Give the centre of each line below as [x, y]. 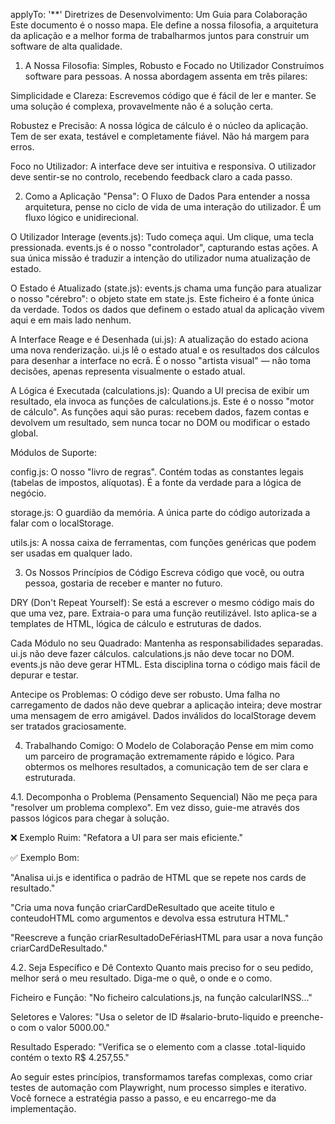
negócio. [28, 493]
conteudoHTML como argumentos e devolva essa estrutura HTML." [150, 918]
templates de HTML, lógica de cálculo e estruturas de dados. [136, 623]
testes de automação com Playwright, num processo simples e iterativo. [158, 1087]
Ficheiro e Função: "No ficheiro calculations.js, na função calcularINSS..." [161, 997]
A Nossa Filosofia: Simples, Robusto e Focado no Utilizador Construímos [174, 65]
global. [24, 433]
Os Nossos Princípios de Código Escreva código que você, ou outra [164, 572]
